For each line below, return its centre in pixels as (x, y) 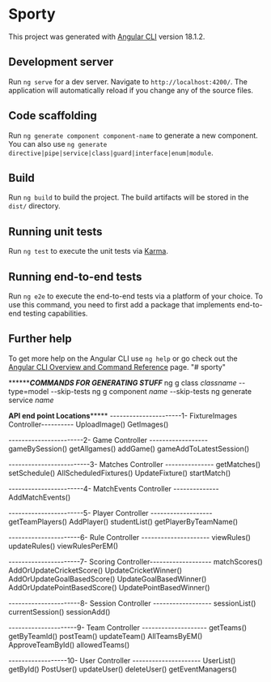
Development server (61, 62)
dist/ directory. (34, 206)
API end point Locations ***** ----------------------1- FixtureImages (123, 415)
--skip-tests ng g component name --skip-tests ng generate (151, 391)
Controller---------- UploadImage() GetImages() (89, 424)
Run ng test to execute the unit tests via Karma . (88, 251)
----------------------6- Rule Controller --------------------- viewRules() (129, 537)
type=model (29, 391)
